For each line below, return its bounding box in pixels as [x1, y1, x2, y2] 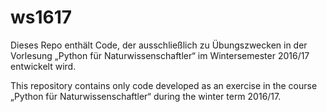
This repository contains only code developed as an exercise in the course [10, 79, 318, 91]
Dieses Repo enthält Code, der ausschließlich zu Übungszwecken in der [10, 39, 308, 51]
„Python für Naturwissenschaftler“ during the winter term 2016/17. [10, 90, 282, 102]
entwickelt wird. [10, 60, 77, 72]
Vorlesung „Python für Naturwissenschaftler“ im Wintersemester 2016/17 [10, 49, 310, 61]
